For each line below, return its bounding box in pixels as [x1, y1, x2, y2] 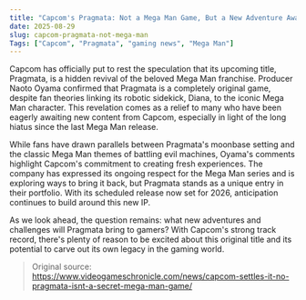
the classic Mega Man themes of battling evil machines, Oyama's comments [9, 149, 296, 160]
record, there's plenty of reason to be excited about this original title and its [9, 234, 292, 245]
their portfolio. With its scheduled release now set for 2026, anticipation [9, 187, 279, 198]
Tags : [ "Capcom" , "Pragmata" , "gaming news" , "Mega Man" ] [9, 38, 234, 48]
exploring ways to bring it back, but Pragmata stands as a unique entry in [9, 178, 284, 189]
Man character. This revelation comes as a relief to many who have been [9, 102, 282, 114]
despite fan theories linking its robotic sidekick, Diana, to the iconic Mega [9, 93, 284, 104]
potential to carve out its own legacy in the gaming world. [9, 244, 225, 255]
